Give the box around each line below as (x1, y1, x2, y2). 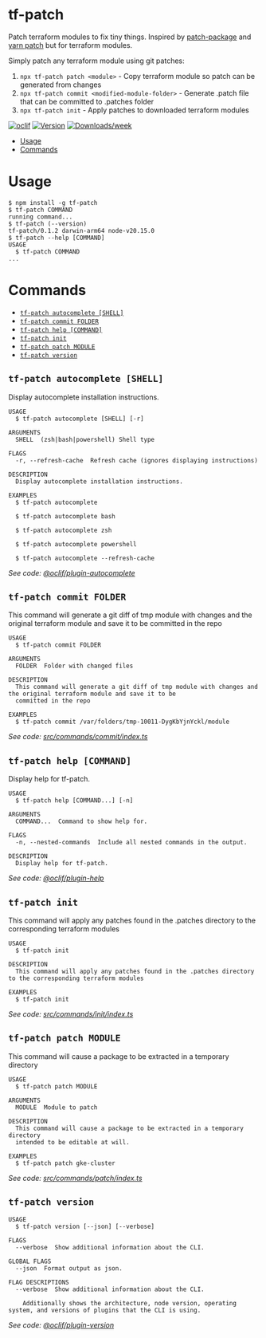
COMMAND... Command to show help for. (15, 817, 148, 826)
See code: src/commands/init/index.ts (8, 1009, 134, 1019)
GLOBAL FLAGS (8, 1257, 52, 1265)
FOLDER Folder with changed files (15, 662, 134, 671)
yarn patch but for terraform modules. (8, 40, 133, 49)
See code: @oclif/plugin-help (8, 873, 104, 883)
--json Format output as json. (15, 1264, 123, 1273)
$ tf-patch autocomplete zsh (15, 526, 112, 534)
